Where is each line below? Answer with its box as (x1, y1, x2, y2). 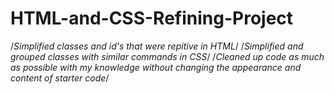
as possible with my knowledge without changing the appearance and (10, 61, 302, 73)
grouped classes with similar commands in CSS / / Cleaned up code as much (10, 50, 325, 62)
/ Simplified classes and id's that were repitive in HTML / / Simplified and (10, 40, 304, 52)
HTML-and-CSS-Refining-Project (10, 7, 294, 30)
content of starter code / (10, 72, 110, 84)
